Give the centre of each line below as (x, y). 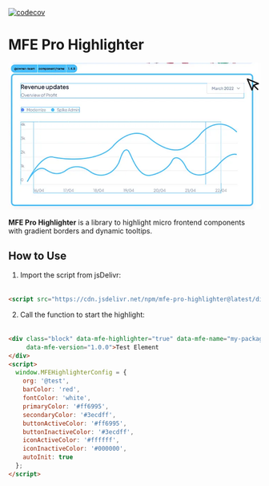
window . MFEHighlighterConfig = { (71, 373)
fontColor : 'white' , (57, 398)
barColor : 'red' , (52, 390)
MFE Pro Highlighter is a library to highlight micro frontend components (127, 222)
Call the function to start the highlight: (82, 315)
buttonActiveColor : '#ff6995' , (75, 423)
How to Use (38, 255)
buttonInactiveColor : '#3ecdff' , (78, 432)
